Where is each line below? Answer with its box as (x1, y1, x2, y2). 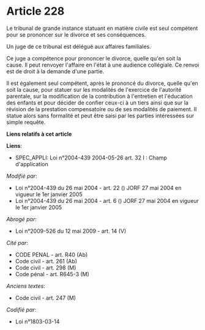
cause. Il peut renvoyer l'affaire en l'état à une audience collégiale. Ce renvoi (6, 61, 199, 68)
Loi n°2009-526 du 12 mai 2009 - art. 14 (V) (15, 227, 127, 235)
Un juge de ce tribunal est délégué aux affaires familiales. (6, 43, 151, 50)
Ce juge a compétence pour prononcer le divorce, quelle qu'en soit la (6, 54, 182, 62)
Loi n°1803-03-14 (15, 318, 60, 325)
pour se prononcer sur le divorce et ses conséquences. (6, 31, 146, 38)
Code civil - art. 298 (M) (15, 264, 76, 271)
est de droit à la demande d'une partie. (6, 67, 105, 75)
